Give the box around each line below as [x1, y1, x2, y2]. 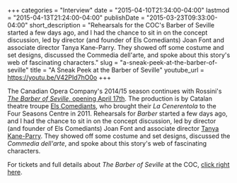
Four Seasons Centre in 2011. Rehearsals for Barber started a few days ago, [7, 109, 228, 118]
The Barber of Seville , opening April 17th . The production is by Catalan [7, 94, 213, 103]
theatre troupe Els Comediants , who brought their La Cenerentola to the [7, 102, 217, 110]
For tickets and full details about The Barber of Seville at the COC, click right [7, 160, 230, 168]
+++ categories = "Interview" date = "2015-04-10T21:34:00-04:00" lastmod [7, 6, 230, 14]
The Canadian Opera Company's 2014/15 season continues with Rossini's [7, 87, 222, 95]
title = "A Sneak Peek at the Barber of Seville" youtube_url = [30, 66, 205, 74]
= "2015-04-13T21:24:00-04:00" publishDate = [7, 13, 145, 22]
